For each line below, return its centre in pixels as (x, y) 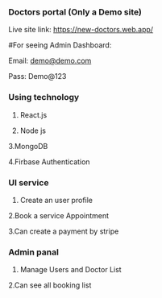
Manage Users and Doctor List (71, 270)
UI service (29, 182)
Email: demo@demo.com (50, 61)
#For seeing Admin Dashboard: (60, 45)
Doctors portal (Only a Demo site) (75, 12)
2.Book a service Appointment (59, 215)
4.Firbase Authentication (49, 161)
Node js (33, 130)
